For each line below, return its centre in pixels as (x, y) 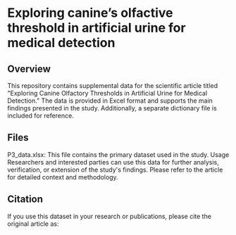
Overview (29, 69)
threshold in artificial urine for (97, 28)
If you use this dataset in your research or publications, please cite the (109, 216)
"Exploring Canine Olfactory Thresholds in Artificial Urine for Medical (107, 93)
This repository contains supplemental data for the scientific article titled (113, 85)
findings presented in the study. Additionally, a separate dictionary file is (112, 108)
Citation (25, 199)
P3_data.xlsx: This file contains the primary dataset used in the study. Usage (118, 154)
